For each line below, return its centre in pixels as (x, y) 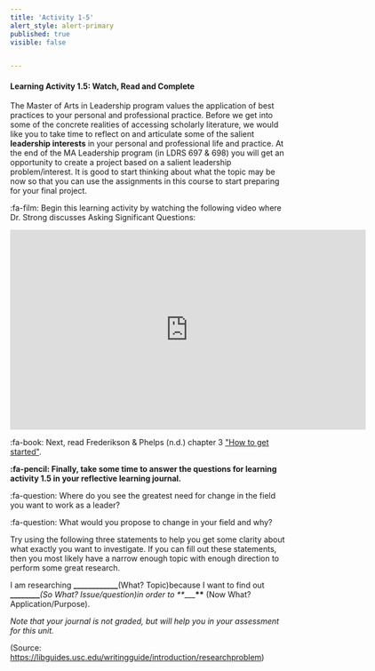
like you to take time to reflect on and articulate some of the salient (132, 134)
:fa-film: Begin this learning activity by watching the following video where (146, 208)
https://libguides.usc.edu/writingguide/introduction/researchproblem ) (137, 658)
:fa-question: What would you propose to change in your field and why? (141, 523)
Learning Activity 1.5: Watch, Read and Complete (102, 86)
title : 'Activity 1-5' (52, 17)
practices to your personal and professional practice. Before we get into (142, 116)
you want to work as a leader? (65, 505)
